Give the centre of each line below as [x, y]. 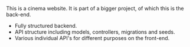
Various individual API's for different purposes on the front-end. [92, 38]
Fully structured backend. [46, 26]
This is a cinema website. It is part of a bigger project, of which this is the [95, 8]
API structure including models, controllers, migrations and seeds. [95, 32]
